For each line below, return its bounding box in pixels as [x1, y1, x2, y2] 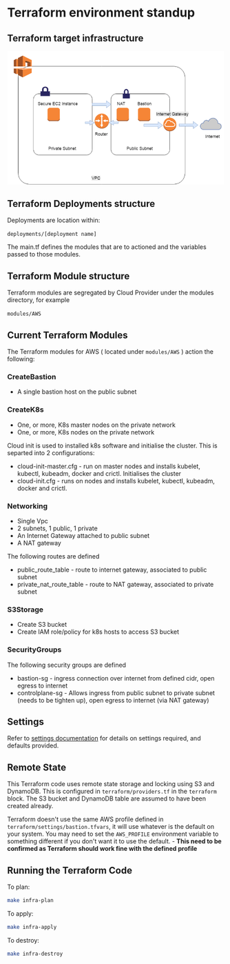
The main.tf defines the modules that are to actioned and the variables [7, 243, 207, 251]
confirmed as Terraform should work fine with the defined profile [7, 845, 198, 853]
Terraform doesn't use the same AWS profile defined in [7, 815, 164, 823]
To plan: [7, 883, 30, 891]
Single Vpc [17, 516, 48, 525]
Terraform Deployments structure [7, 198, 156, 210]
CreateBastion [7, 372, 56, 381]
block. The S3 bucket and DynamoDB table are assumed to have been [7, 794, 207, 803]
